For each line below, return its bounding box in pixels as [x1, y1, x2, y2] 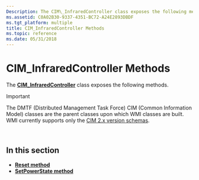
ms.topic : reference [6, 31, 57, 37]
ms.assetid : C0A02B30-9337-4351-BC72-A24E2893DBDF [6, 14, 134, 20]
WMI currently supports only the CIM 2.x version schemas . [6, 117, 150, 124]
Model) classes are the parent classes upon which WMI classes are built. [6, 110, 184, 117]
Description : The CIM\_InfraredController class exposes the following [6, 8, 187, 15]
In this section [6, 146, 60, 156]
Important [6, 92, 30, 99]
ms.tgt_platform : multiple [6, 20, 73, 25]
